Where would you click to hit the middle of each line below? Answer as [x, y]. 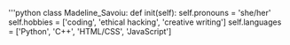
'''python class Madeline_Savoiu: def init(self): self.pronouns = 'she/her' [140, 13]
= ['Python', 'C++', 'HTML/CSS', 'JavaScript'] [90, 31]
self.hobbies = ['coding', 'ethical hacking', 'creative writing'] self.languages [145, 22]
